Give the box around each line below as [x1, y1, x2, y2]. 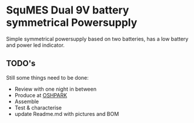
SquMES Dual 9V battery [6, 4, 129, 17]
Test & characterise [14, 104, 62, 111]
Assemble [14, 98, 39, 105]
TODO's [6, 59, 36, 69]
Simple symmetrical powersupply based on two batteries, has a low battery [6, 35, 189, 42]
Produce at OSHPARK [14, 91, 68, 98]
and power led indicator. [6, 42, 65, 49]
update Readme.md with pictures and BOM [14, 110, 119, 117]
